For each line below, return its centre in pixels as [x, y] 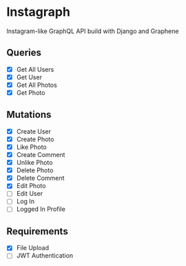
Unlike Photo [34, 163]
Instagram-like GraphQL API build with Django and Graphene [93, 31]
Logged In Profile [41, 209]
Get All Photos [37, 85]
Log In [25, 201]
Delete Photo [35, 170]
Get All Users [35, 69]
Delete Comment [40, 178]
